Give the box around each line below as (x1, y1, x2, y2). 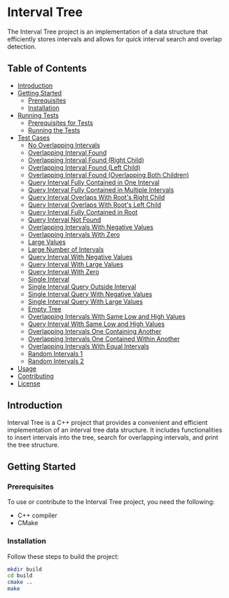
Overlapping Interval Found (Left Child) (27, 163, 141, 172)
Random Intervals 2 (27, 357, 84, 365)
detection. (7, 42, 37, 50)
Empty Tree (27, 304, 62, 313)
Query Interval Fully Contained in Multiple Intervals (27, 185, 174, 193)
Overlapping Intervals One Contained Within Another (27, 334, 180, 343)
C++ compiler (17, 511, 57, 519)
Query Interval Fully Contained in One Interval (27, 178, 160, 186)
